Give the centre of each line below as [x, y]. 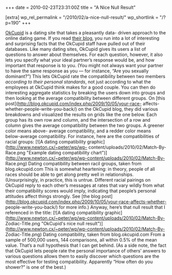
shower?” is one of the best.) [36, 267]
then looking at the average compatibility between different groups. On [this [85, 98]
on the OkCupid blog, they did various [118, 109]
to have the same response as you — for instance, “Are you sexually [77, 71]
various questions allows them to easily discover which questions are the [82, 256]
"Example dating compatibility [58, 153]
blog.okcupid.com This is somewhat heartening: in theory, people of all [80, 169]
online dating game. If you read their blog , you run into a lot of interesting [82, 38]
